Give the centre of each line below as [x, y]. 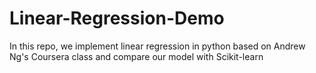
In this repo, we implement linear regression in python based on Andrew [157, 46]
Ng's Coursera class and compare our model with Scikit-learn [136, 56]
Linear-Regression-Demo [117, 18]
